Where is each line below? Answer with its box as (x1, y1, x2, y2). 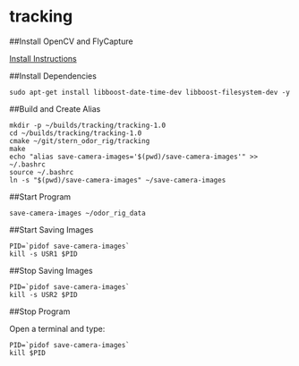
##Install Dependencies (9, 70, 97, 81)
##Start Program (9, 191, 72, 202)
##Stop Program (9, 306, 71, 317)
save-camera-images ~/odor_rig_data (9, 209, 146, 217)
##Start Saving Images (9, 224, 94, 234)
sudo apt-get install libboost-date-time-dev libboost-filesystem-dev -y (9, 88, 291, 97)
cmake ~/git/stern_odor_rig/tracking (9, 136, 150, 145)
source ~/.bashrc (9, 167, 74, 176)
